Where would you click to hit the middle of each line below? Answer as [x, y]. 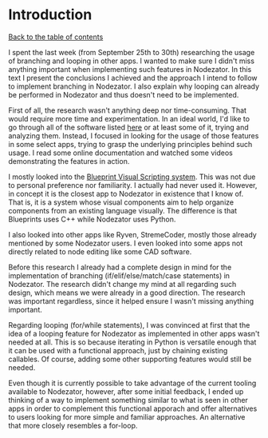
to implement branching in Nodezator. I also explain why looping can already [134, 86]
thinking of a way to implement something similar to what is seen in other [128, 400]
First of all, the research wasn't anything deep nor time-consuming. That [128, 110]
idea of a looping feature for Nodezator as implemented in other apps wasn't [134, 333]
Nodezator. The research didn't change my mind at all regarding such [122, 284]
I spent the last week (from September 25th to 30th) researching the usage [132, 52]
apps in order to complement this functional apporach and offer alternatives [133, 408]
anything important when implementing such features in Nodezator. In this [130, 69]
